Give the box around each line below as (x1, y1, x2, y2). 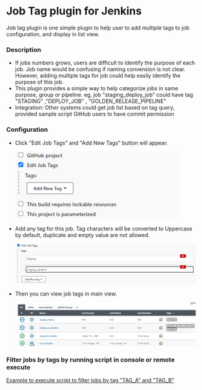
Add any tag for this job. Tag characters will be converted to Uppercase (14, 224, 192, 232)
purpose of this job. (14, 78, 64, 85)
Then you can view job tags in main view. (14, 290, 117, 297)
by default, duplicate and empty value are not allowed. (14, 231, 150, 238)
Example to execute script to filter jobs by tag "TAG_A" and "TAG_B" (6, 377, 174, 384)
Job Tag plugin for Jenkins (6, 4, 142, 18)
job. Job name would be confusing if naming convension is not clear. (14, 66, 186, 73)
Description (6, 45, 41, 54)
